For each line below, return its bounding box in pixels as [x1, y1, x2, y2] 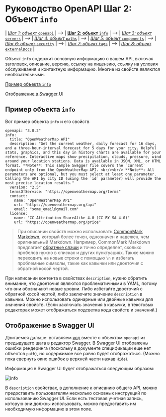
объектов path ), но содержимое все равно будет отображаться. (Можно [5, 350, 160, 356]
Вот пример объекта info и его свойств [5, 118, 89, 125]
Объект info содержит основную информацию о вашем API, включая [5, 55, 154, 61]
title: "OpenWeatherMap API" [9, 137, 70, 142]
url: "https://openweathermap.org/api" [14, 202, 97, 207]
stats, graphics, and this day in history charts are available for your [5, 150, 162, 155]
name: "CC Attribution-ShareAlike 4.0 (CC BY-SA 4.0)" [14, 215, 130, 220]
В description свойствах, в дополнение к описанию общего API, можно [5, 385, 158, 391]
